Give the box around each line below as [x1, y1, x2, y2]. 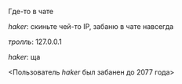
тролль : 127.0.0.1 [8, 37, 62, 46]
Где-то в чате [8, 7, 53, 16]
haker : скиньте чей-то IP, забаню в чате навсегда [8, 22, 174, 31]
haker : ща [8, 53, 41, 61]
